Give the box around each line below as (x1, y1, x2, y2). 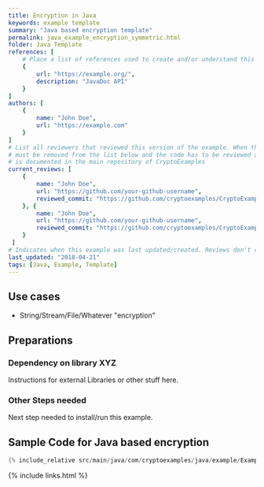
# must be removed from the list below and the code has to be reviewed (8, 151, 251, 158)
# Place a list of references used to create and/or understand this (22, 56, 255, 64)
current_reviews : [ (8, 165, 72, 173)
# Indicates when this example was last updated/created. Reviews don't (8, 246, 251, 254)
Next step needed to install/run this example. (8, 413, 153, 422)
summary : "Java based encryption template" (8, 26, 153, 34)
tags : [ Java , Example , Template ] (8, 261, 118, 269)
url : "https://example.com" (36, 121, 128, 129)
